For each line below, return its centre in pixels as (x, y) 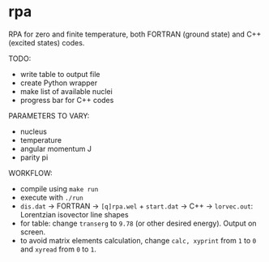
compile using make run (59, 188)
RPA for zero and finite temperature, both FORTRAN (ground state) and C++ (135, 34)
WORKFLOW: (30, 173)
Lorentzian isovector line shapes (74, 214)
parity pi (34, 157)
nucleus (33, 131)
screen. (33, 232)
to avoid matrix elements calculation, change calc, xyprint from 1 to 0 (138, 240)
